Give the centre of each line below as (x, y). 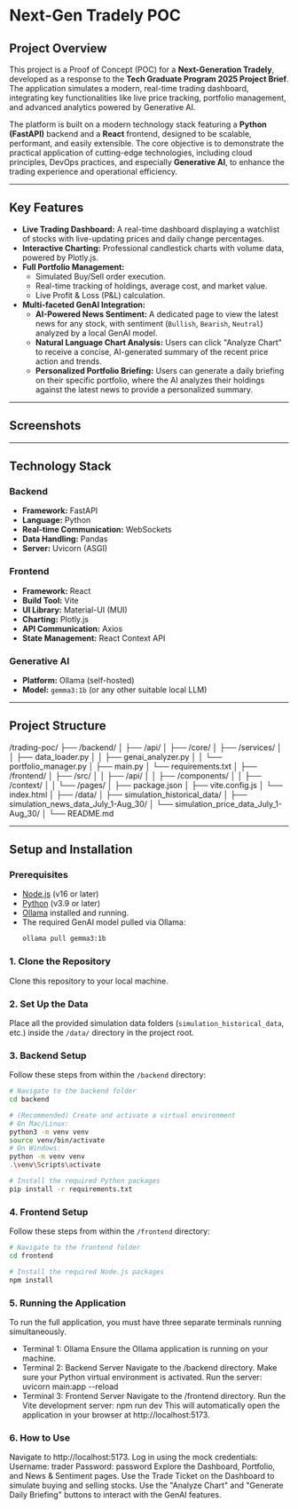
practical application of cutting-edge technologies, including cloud (131, 153)
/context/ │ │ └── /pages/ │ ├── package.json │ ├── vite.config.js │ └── (146, 785)
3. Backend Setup (48, 1055)
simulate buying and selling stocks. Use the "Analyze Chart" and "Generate (146, 1485)
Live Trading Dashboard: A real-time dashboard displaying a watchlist (151, 229)
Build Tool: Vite (50, 600)
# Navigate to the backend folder (73, 1091)
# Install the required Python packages (85, 1181)
